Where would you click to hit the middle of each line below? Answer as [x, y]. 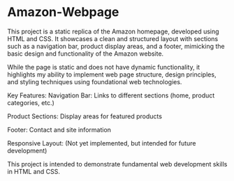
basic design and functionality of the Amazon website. [86, 54]
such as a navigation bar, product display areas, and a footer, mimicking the [116, 46]
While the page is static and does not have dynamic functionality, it [104, 67]
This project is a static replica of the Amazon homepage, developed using [113, 31]
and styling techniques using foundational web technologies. [95, 81]
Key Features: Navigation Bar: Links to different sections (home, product [111, 95]
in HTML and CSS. [34, 171]
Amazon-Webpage [63, 12]
